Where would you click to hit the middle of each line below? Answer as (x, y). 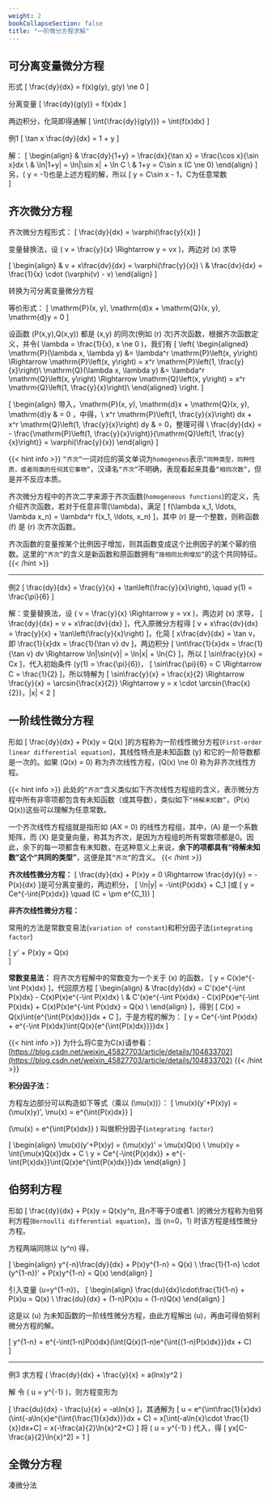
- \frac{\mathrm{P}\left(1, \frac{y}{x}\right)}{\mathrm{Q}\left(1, (113, 433)
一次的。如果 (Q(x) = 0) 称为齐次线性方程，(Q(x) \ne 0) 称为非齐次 (125, 761)
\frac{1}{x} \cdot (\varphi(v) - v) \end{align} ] (83, 274)
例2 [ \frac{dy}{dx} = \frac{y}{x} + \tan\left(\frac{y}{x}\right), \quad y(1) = (131, 587)
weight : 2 (25, 16)
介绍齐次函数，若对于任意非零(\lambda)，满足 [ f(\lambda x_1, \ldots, (123, 506)
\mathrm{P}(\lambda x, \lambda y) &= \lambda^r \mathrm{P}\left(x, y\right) (133, 353)
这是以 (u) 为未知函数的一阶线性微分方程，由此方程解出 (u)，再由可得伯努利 (134, 1315)
